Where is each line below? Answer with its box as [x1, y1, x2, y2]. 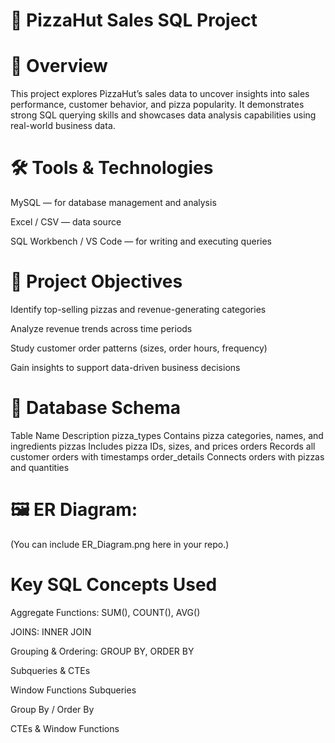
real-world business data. [10, 120, 116, 132]
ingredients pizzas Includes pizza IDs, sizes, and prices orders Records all [10, 440, 316, 452]
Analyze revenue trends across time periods [10, 323, 193, 334]
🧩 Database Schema [10, 397, 182, 419]
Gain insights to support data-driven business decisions [10, 362, 241, 373]
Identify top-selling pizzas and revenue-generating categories [10, 304, 267, 315]
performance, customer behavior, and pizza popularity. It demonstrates [10, 99, 305, 111]
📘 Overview [10, 55, 108, 78]
